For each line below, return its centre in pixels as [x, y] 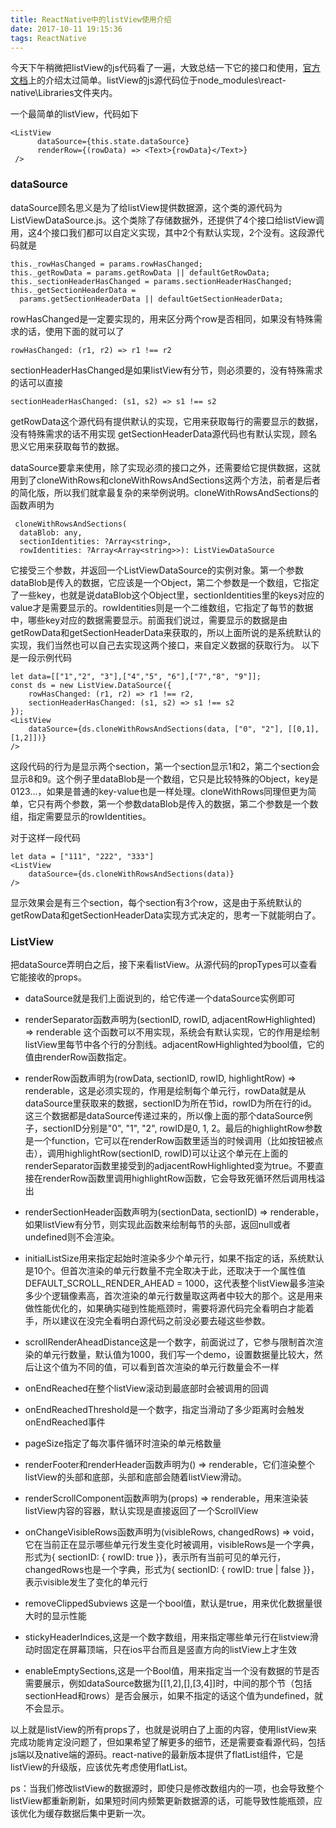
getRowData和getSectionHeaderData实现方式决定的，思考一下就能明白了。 [166, 915]
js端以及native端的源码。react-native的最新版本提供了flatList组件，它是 [157, 1754]
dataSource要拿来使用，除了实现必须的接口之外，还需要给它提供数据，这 [161, 467]
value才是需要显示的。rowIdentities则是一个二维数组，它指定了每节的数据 [162, 607]
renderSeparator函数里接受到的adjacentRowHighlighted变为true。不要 [170, 1165]
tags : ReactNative [48, 38]
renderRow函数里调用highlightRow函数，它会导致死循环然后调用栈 [179, 1178]
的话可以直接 [36, 382]
